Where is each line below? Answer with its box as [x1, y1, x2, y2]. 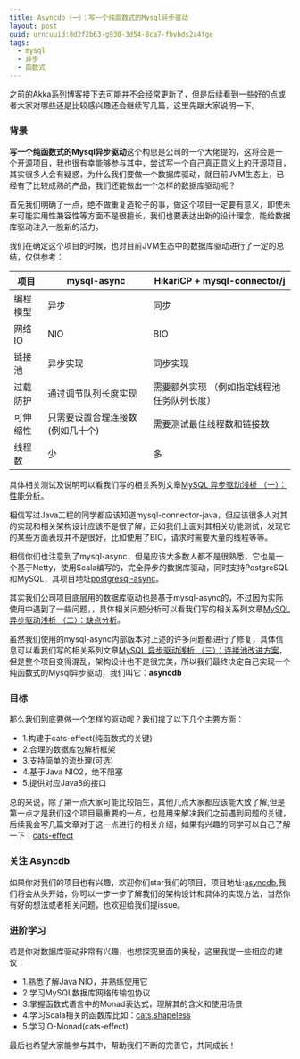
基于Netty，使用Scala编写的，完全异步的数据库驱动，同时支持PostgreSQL [16, 562, 289, 573]
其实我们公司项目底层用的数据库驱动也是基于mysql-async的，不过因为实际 [9, 593, 284, 603]
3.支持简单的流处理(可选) [21, 756, 114, 766]
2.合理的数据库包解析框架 [21, 744, 116, 755]
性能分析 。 [9, 491, 49, 501]
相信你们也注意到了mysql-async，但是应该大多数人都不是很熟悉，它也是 [9, 551, 277, 562]
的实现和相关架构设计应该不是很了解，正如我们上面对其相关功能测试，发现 [9, 521, 283, 532]
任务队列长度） [153, 395, 216, 407]
